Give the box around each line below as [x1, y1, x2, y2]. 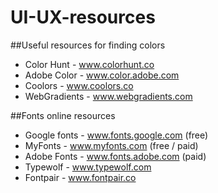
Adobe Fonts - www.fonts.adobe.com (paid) [24, 150, 207, 162]
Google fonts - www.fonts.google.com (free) [24, 129, 209, 141]
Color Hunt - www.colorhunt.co [24, 58, 155, 70]
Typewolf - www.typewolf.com [24, 161, 152, 173]
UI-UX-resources [10, 6, 156, 29]
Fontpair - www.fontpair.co [24, 171, 137, 183]
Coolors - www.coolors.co [24, 79, 134, 91]
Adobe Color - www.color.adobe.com [24, 69, 180, 81]
